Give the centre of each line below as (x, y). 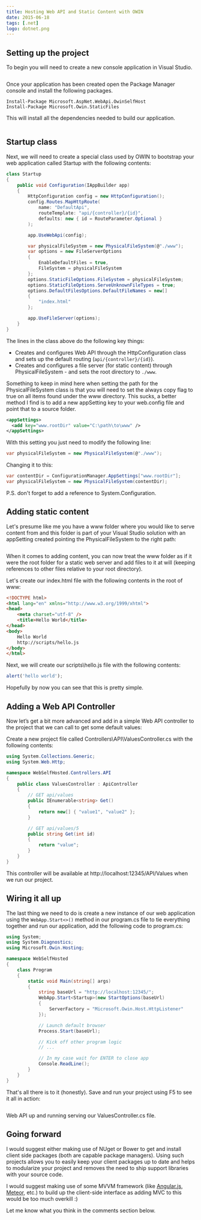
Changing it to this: (29, 465)
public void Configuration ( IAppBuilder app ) (73, 185)
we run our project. (30, 879)
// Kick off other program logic (80, 1042)
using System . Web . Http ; (36, 762)
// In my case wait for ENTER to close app (93, 1058)
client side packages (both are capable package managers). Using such (95, 1155)
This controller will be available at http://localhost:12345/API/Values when (97, 873)
